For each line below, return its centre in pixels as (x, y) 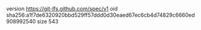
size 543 (48, 21)
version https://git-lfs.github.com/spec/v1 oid (62, 9)
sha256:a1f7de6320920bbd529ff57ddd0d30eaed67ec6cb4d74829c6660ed (100, 15)
